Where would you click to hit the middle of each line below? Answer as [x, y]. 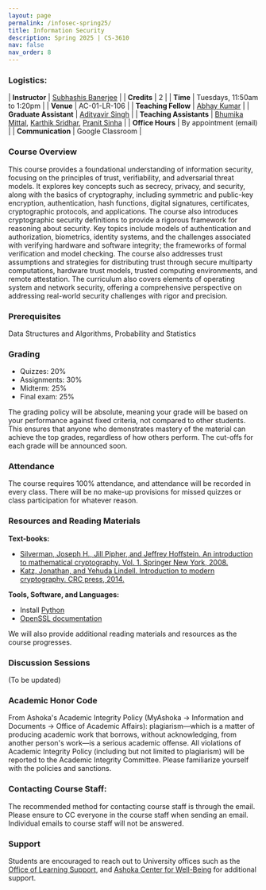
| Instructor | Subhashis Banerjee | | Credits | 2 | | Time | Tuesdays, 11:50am [133, 98]
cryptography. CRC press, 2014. [72, 579]
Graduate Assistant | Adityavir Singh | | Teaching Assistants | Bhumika [126, 114]
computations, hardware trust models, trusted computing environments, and [133, 270]
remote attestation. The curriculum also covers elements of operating [122, 279]
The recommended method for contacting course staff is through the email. [132, 806]
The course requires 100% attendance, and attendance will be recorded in [130, 484]
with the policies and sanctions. [60, 769]
